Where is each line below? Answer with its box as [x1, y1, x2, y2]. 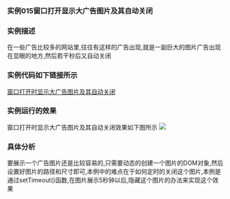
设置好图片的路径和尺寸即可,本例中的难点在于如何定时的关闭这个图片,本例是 [7, 167, 222, 176]
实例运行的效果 [7, 106, 57, 116]
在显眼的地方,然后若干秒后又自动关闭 [7, 51, 112, 60]
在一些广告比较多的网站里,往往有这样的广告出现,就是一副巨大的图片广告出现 [7, 43, 222, 51]
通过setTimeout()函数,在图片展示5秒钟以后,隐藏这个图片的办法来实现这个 [7, 176, 213, 185]
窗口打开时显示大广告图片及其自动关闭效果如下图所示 [7, 123, 158, 131]
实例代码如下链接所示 [7, 71, 78, 80]
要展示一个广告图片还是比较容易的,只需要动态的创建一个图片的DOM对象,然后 [7, 159, 224, 167]
